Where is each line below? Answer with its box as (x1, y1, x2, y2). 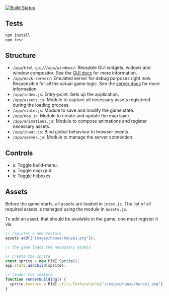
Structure (5, 51, 36, 60)
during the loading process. (12, 102, 70, 108)
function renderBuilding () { (5, 277, 66, 282)
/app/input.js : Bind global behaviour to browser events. (12, 129, 130, 135)
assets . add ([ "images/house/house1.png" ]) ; (5, 236, 96, 241)
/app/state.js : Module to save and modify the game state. (12, 107, 135, 113)
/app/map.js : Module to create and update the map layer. (12, 113, 131, 119)
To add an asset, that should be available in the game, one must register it (5, 216, 158, 221)
